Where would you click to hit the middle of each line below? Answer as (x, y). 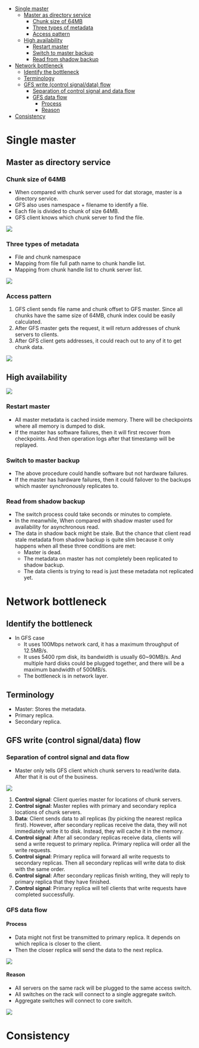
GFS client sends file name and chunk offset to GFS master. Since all (99, 309)
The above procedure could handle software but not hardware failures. (101, 473)
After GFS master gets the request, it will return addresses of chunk (97, 328)
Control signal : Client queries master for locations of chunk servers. (98, 799)
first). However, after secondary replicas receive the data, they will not (101, 825)
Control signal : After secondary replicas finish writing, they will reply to (102, 875)
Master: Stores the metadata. (50, 709)
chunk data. (29, 347)
